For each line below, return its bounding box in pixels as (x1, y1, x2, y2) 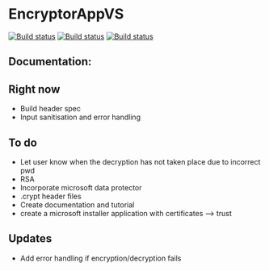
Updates (8, 231, 53, 246)
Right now (8, 82, 61, 96)
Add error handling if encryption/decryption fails (19, 253, 182, 263)
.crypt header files (19, 191, 82, 201)
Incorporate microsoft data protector (19, 182, 143, 192)
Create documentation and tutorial (19, 199, 135, 210)
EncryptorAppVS (8, 5, 124, 23)
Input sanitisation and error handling (19, 112, 141, 122)
